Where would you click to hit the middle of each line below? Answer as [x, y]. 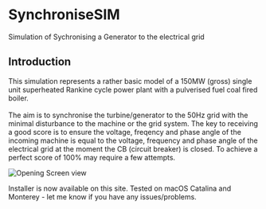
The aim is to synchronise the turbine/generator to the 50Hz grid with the [128, 115]
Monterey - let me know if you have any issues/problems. [102, 196]
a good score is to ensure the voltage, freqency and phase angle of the [125, 132]
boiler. [19, 98]
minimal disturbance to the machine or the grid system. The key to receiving [133, 123]
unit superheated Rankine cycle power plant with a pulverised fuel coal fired [133, 89]
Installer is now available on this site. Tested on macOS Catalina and [120, 188]
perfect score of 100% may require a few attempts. [92, 157]
